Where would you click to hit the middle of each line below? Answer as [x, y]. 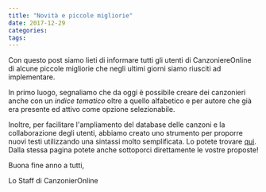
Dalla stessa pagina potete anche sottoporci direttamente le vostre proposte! [133, 150]
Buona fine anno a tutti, [46, 165]
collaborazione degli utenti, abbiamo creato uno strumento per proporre [126, 133]
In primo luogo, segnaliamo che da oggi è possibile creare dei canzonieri [127, 93]
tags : [17, 38]
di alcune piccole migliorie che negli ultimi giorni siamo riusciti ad [115, 69]
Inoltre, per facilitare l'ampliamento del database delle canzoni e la [117, 125]
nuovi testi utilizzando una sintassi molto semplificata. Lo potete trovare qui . [132, 142]
